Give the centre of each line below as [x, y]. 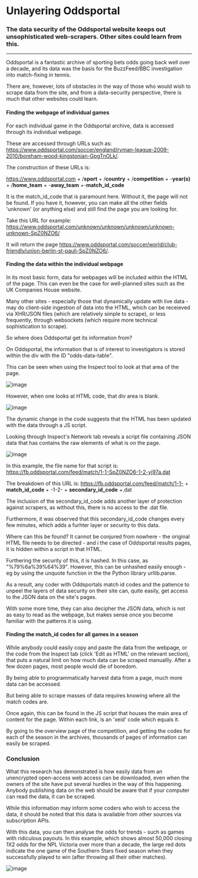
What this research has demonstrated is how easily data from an [84, 772]
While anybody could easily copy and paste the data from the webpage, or [97, 648]
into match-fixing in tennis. [39, 75]
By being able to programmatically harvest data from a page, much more [94, 678]
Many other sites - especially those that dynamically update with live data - [97, 301]
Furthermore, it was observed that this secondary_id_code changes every [95, 519]
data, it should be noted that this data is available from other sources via [94, 814]
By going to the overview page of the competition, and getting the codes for [98, 731]
